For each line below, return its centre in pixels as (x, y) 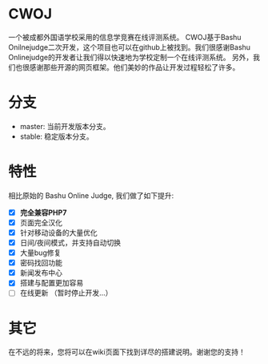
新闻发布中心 (41, 273)
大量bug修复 (40, 253)
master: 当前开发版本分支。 (65, 126)
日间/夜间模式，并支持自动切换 (70, 243)
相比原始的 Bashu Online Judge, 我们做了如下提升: (91, 195)
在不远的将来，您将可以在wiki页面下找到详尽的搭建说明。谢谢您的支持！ (127, 352)
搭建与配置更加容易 (52, 283)
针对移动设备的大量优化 (58, 233)
